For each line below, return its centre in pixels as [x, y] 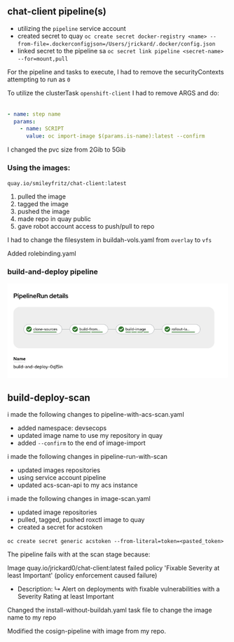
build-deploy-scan [49, 397]
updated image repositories [57, 512]
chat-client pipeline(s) [57, 12]
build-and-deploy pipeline [53, 272]
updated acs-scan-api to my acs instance [77, 485]
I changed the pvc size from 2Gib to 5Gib [67, 149]
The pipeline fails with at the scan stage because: [79, 554]
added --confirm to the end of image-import [81, 443]
